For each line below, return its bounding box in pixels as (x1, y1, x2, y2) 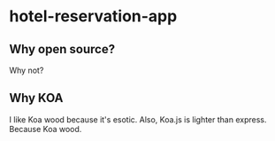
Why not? (9, 65, 44, 75)
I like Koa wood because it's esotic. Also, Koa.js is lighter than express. (9, 114, 267, 125)
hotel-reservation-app (9, 6, 178, 27)
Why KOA (9, 90, 64, 106)
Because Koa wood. (9, 123, 82, 134)
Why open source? (9, 42, 116, 57)
